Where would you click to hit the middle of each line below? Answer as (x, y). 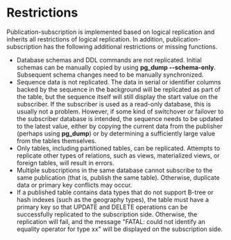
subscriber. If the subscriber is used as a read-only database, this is (114, 104)
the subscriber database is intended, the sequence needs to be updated (120, 118)
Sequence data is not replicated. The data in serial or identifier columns (119, 82)
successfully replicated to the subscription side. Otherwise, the (107, 214)
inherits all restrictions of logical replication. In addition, (85, 39)
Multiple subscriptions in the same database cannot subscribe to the (114, 170)
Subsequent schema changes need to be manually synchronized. (110, 75)
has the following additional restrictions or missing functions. (130, 46)
